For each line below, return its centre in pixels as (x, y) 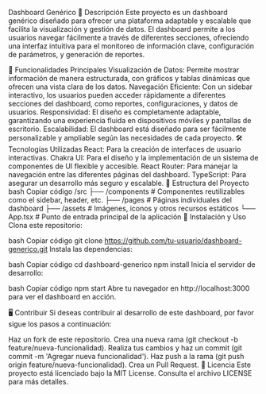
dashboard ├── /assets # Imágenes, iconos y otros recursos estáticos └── (132, 208)
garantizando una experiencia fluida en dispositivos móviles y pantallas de (130, 120)
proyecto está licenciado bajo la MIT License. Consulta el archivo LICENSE (130, 373)
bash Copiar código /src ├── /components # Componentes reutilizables (126, 191)
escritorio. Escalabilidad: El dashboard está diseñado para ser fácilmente (127, 129)
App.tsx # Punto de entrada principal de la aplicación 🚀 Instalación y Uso (127, 217)
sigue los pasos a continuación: (60, 324)
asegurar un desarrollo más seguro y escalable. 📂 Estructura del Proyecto (129, 183)
